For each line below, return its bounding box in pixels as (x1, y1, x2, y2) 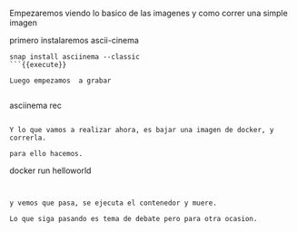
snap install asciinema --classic (9, 53, 141, 62)
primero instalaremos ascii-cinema (9, 35, 139, 45)
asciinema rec (9, 100, 62, 111)
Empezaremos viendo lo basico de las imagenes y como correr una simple (9, 8, 288, 18)
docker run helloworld (9, 165, 92, 176)
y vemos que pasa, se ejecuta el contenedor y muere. (9, 198, 218, 208)
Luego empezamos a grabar (9, 76, 112, 85)
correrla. (9, 133, 47, 142)
